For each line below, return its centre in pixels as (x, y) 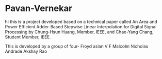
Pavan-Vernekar (39, 8)
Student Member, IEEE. (28, 37)
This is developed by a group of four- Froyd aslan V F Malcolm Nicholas (77, 46)
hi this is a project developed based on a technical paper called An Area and (81, 22)
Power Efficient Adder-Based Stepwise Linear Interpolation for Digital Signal (81, 26)
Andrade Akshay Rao (26, 51)
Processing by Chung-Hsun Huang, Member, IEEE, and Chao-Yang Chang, (79, 32)
